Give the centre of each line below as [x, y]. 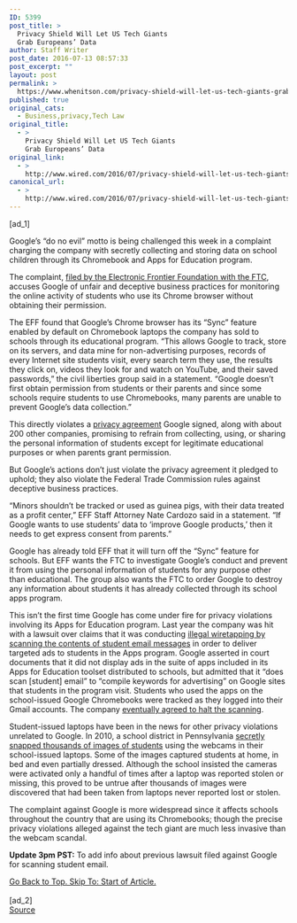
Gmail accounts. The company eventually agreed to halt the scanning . [137, 709]
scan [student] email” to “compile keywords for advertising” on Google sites [147, 681]
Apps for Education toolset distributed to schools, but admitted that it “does [147, 671]
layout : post [33, 75]
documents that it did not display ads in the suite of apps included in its [139, 662]
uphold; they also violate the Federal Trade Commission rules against [135, 478]
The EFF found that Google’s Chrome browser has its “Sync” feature [133, 322]
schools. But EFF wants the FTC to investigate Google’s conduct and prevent [148, 560]
